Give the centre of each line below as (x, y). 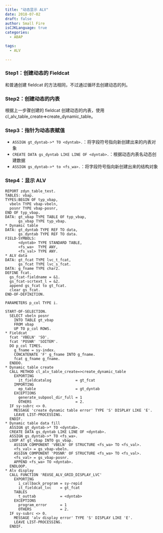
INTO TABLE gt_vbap (34, 320)
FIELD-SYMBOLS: (21, 238)
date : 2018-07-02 (23, 14)
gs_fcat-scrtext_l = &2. (35, 281)
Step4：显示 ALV (26, 181)
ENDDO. (16, 363)
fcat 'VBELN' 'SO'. (29, 337)
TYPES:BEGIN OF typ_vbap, (31, 199)
